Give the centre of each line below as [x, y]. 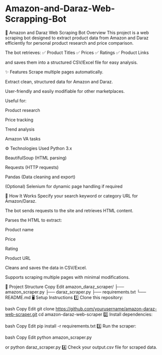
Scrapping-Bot [36, 19]
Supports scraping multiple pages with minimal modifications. [67, 277]
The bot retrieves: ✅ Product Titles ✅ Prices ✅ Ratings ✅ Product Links [77, 53]
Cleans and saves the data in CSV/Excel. [46, 268]
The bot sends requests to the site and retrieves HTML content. [69, 210]
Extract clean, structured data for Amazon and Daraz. [59, 82]
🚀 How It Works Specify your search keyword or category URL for [72, 196]
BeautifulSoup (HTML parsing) [36, 158]
